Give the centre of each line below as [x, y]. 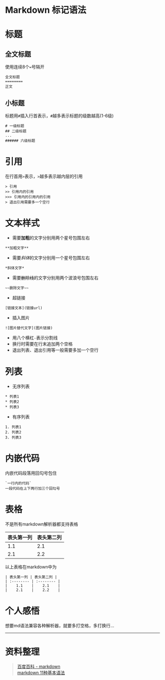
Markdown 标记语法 [46, 10]
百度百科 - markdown [39, 666]
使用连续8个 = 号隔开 [25, 67]
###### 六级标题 [20, 141]
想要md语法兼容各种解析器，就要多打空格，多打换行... [60, 625]
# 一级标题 [15, 126]
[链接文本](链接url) [24, 308]
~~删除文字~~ [17, 288]
